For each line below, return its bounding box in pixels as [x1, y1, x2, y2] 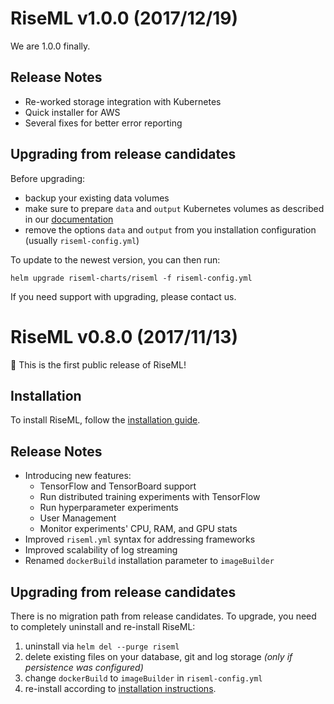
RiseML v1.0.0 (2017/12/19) [10, 7, 239, 30]
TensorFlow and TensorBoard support [39, 480, 197, 492]
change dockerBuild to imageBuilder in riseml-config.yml [24, 672, 263, 684]
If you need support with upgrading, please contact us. [10, 290, 237, 302]
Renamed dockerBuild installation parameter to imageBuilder [24, 555, 275, 567]
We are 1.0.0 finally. [10, 40, 91, 52]
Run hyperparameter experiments [39, 502, 179, 514]
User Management [39, 512, 117, 524]
